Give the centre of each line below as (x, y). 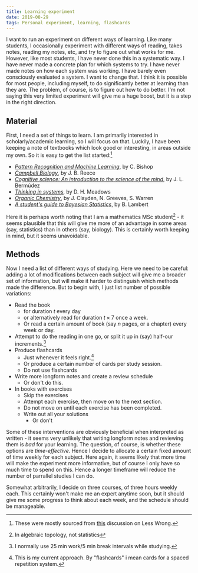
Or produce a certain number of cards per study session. (93, 363)
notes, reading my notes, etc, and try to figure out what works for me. (90, 52)
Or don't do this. (43, 382)
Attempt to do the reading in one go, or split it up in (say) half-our (94, 337)
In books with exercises (43, 389)
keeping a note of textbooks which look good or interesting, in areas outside (99, 148)
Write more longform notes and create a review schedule (84, 376)
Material (22, 121)
